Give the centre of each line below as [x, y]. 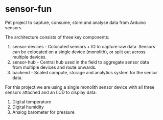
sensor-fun [29, 9]
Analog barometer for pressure [43, 112]
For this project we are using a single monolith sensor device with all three [80, 87]
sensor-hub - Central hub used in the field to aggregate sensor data [81, 62]
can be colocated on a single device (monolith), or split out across [79, 52]
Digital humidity [28, 107]
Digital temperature [32, 101]
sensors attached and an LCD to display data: [51, 92]
